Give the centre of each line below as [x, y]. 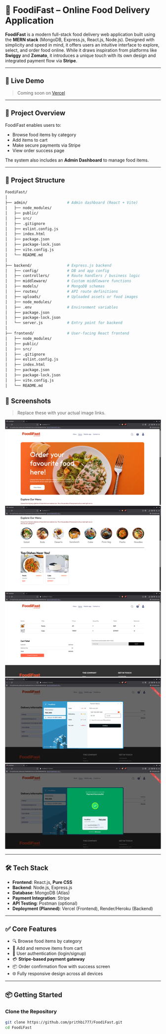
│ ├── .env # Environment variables [62, 307]
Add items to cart [30, 140]
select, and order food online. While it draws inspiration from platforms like [81, 50]
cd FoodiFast [19, 1028]
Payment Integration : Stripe [41, 898]
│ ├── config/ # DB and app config [57, 271]
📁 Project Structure [35, 180]
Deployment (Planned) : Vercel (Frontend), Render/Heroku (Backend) [83, 909]
